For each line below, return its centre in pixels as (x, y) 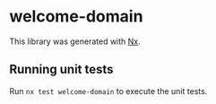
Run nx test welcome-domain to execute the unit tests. (108, 91)
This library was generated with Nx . (75, 41)
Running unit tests (61, 69)
